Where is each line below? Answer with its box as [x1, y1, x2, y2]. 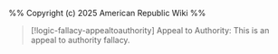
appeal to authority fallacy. [30, 35, 130, 45]
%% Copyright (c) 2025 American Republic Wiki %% [8, 8, 206, 18]
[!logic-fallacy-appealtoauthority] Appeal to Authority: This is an [30, 25, 270, 35]
